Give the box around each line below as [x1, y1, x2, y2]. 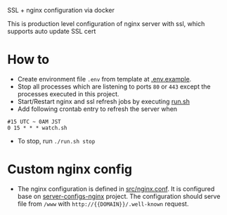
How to [7, 52, 50, 67]
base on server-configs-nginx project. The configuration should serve [17, 192, 221, 200]
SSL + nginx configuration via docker [7, 6, 115, 14]
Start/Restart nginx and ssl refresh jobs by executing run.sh [17, 97, 190, 105]
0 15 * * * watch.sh [7, 124, 68, 131]
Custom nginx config [7, 162, 132, 178]
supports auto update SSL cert [7, 27, 96, 35]
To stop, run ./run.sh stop [17, 136, 96, 145]
